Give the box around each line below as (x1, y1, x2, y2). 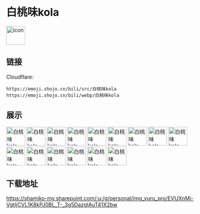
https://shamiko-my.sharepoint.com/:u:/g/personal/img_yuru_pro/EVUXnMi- (6, 195, 194, 202)
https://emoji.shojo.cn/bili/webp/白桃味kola (6, 92, 120, 98)
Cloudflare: (6, 73, 34, 80)
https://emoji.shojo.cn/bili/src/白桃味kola (6, 86, 117, 92)
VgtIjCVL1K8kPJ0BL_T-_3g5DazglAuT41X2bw (6, 201, 118, 209)
